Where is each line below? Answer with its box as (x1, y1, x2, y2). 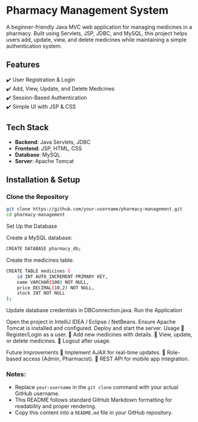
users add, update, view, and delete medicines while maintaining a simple (6, 36, 187, 43)
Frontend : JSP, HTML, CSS (14, 145, 82, 152)
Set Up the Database (6, 222, 58, 230)
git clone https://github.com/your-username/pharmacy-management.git (6, 206, 183, 212)
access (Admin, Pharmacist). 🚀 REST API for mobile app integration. (23, 355, 190, 362)
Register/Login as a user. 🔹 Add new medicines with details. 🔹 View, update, (6, 331, 193, 338)
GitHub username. (14, 390, 60, 397)
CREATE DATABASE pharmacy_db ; (6, 246, 82, 252)
